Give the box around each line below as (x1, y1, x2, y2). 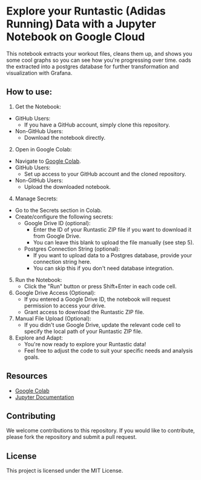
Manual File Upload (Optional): (15, 315, 91, 322)
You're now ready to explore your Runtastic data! (24, 340, 147, 347)
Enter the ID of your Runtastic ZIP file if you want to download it (33, 226, 192, 233)
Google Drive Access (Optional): (15, 289, 96, 296)
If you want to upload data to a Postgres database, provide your (33, 251, 193, 258)
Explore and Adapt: (15, 334, 64, 341)
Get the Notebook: (15, 103, 62, 110)
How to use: (6, 87, 53, 97)
